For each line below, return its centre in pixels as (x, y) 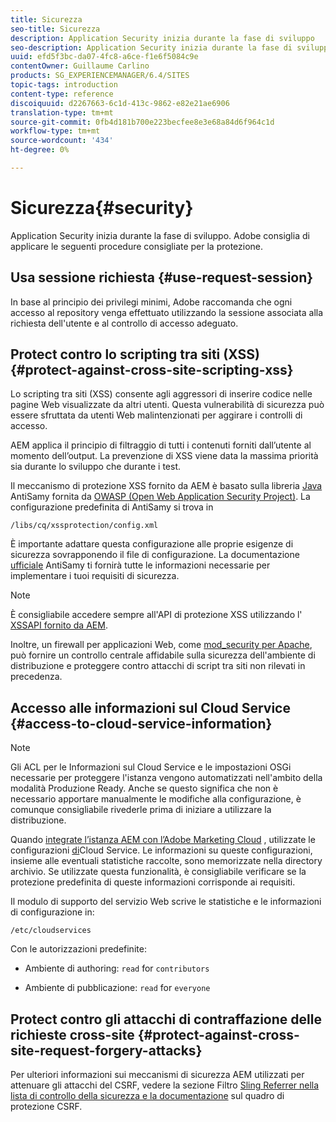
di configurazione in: (52, 912)
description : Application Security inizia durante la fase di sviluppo (162, 38)
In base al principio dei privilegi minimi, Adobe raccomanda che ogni (151, 302)
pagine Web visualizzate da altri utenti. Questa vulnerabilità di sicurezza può (167, 405)
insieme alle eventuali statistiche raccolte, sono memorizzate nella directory (166, 861)
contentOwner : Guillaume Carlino (80, 66)
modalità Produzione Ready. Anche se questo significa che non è (144, 788)
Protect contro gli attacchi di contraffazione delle (166, 1019)
